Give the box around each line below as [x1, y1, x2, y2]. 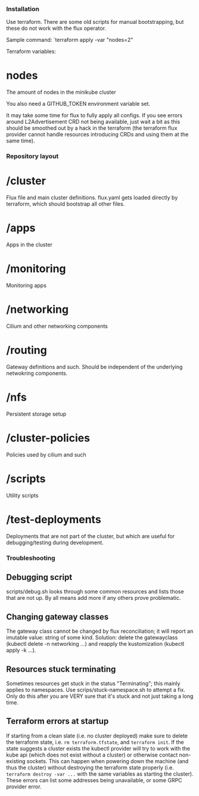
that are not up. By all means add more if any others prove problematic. [6, 594, 181, 602]
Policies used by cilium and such [6, 451, 86, 458]
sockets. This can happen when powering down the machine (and [26, 757, 189, 764]
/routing [6, 343, 48, 357]
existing [6, 757, 26, 764]
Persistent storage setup [6, 410, 67, 417]
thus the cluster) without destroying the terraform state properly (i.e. [6, 764, 174, 771]
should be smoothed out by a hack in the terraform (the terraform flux [6, 124, 178, 132]
